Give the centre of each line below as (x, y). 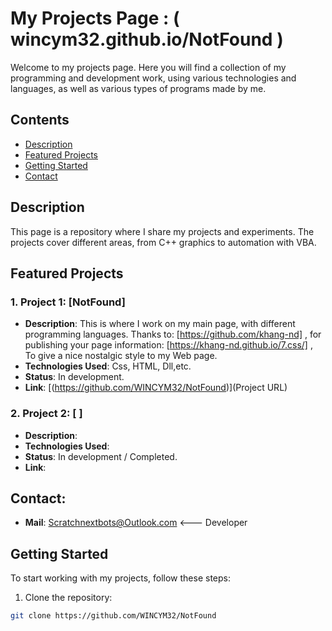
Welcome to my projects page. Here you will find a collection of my (148, 67)
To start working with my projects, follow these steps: (120, 578)
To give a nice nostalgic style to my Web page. (121, 356)
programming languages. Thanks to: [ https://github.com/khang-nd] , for (173, 334)
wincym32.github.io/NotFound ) (147, 39)
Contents (40, 120)
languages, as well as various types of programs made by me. (138, 88)
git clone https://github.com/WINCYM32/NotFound (113, 616)
